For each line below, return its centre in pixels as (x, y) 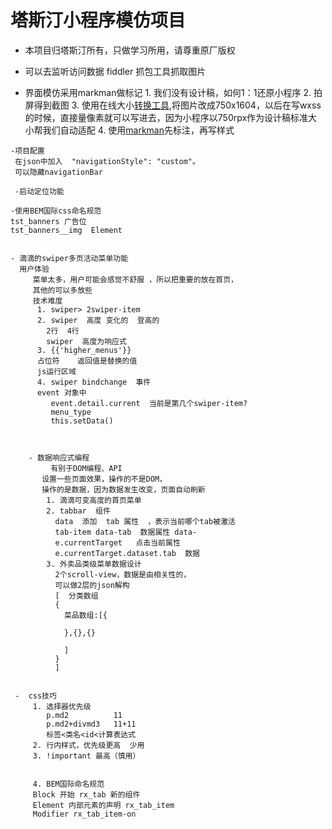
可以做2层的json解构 (92, 585)
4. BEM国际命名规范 (68, 784)
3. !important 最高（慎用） (86, 756)
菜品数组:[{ (85, 615)
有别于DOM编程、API (86, 468)
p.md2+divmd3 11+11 (91, 724)
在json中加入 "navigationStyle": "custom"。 (107, 161)
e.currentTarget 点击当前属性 (117, 542)
